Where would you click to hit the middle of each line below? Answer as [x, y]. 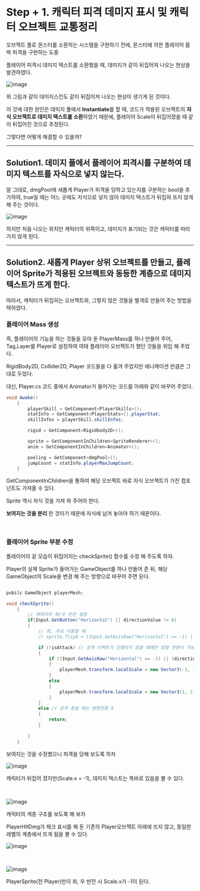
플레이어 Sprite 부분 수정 [40, 542]
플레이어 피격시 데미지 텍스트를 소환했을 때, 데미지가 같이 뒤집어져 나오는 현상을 [98, 65]
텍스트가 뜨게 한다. [38, 285]
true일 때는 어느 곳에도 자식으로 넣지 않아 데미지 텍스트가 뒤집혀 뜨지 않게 [108, 197]
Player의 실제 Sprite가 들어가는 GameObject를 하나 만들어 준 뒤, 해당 [87, 569]
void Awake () [22, 398]
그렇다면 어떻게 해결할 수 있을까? [44, 136]
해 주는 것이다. [23, 204]
